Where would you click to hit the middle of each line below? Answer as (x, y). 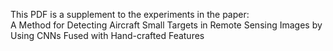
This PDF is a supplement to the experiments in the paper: (130, 14)
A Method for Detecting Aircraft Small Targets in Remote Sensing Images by (166, 25)
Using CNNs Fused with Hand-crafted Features (107, 35)
